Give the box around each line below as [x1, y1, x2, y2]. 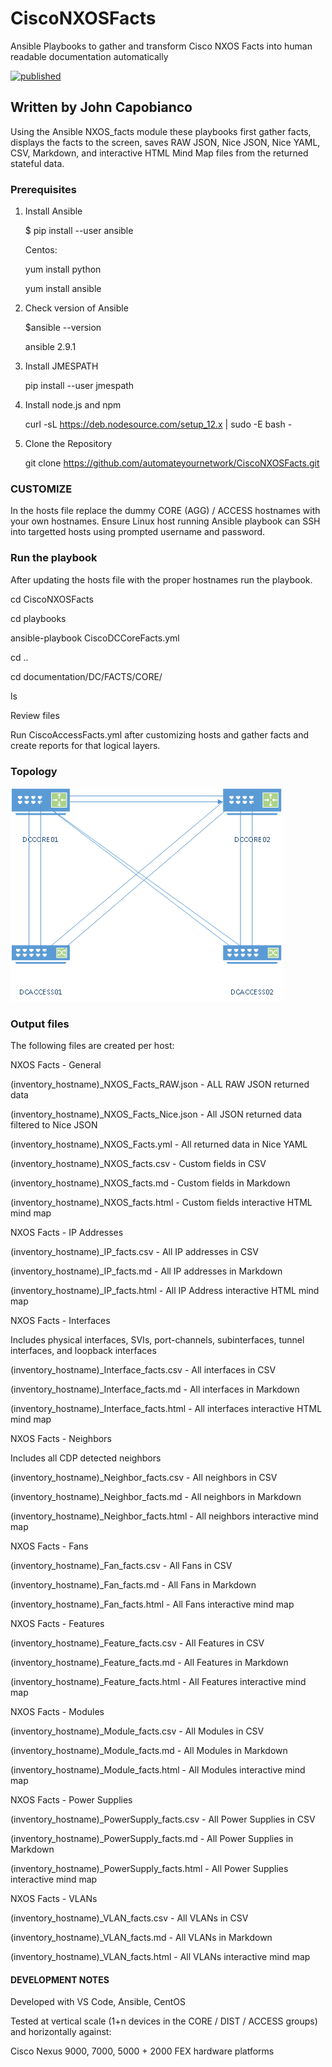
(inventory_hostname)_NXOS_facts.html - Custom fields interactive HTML [10, 1197, 313, 1209]
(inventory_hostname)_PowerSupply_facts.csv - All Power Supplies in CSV [10, 1813, 316, 1826]
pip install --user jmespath [24, 380, 135, 392]
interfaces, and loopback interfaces [10, 1345, 157, 1357]
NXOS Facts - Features [10, 1618, 105, 1630]
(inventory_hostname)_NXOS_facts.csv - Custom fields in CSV [10, 1158, 267, 1170]
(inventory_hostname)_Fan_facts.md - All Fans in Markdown [10, 1579, 257, 1591]
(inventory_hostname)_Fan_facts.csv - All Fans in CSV [10, 1560, 233, 1572]
